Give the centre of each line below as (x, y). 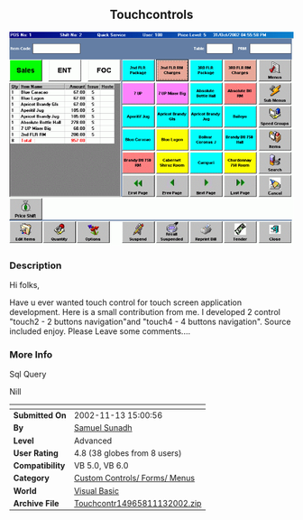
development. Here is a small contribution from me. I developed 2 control (145, 312)
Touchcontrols (151, 15)
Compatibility (39, 466)
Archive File (36, 503)
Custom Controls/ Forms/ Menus (134, 478)
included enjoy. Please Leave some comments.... (100, 331)
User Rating (36, 453)
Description (36, 265)
